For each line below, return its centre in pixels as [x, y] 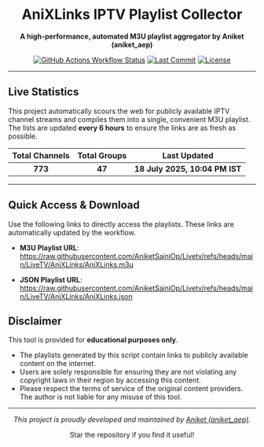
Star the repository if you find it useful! [132, 435]
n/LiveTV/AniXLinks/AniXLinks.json [76, 296]
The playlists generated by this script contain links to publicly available [134, 355]
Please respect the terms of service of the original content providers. [131, 389]
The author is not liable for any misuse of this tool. [101, 397]
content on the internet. [58, 364]
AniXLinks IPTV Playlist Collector [132, 15]
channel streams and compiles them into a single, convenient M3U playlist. [129, 119]
